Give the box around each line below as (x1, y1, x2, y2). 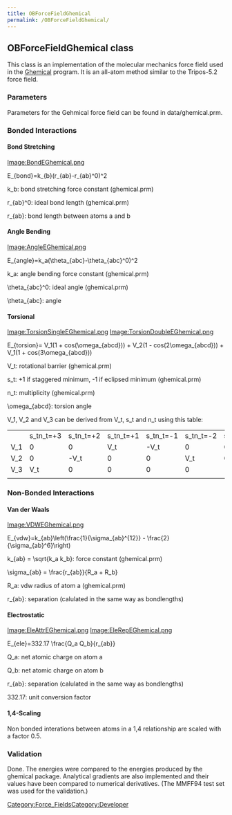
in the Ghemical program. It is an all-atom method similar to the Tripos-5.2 (7, 68, 217, 76)
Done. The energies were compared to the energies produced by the (7, 764, 203, 773)
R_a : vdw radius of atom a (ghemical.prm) (7, 582, 126, 590)
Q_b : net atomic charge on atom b (7, 666, 104, 675)
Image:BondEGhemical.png (7, 158, 85, 166)
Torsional (7, 312, 35, 320)
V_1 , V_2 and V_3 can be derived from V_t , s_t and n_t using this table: (7, 416, 204, 424)
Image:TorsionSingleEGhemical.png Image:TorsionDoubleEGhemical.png (7, 328, 214, 336)
